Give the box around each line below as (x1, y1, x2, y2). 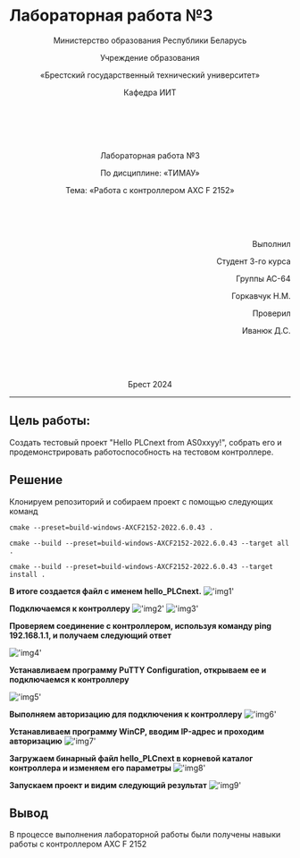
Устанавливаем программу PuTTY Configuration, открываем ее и (9, 664, 267, 675)
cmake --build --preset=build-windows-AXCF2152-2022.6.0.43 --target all (9, 539, 290, 548)
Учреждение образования (100, 52, 200, 63)
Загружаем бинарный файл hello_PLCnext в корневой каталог (9, 752, 254, 763)
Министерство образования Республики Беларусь (53, 35, 247, 46)
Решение (9, 472, 63, 488)
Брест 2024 (128, 378, 172, 389)
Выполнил (252, 238, 291, 249)
